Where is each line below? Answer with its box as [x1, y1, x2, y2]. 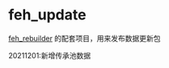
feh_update [8, 6, 87, 24]
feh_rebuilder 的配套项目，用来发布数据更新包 [8, 33, 161, 43]
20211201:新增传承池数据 [8, 50, 91, 60]
